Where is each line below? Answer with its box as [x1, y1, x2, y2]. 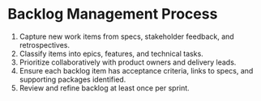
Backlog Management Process [7, 5, 218, 23]
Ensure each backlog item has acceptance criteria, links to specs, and [19, 65, 254, 75]
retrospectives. [19, 40, 71, 49]
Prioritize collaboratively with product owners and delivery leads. [19, 57, 237, 67]
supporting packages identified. [19, 74, 126, 84]
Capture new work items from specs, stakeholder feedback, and [19, 32, 234, 41]
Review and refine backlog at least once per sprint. [19, 82, 190, 93]
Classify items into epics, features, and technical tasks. [19, 48, 203, 58]
